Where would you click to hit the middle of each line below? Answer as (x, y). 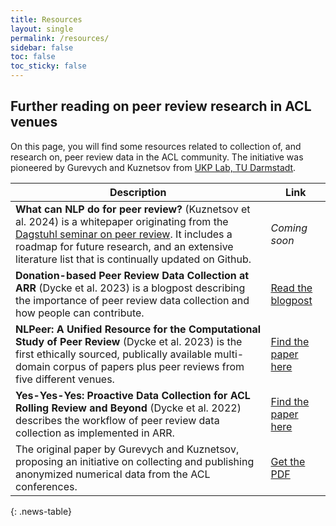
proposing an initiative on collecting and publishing (135, 461)
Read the (291, 288)
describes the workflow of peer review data (117, 420)
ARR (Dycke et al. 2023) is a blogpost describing (130, 288)
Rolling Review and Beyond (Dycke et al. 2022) (128, 408)
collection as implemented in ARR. (95, 433)
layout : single (42, 29)
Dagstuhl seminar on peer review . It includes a (124, 234)
